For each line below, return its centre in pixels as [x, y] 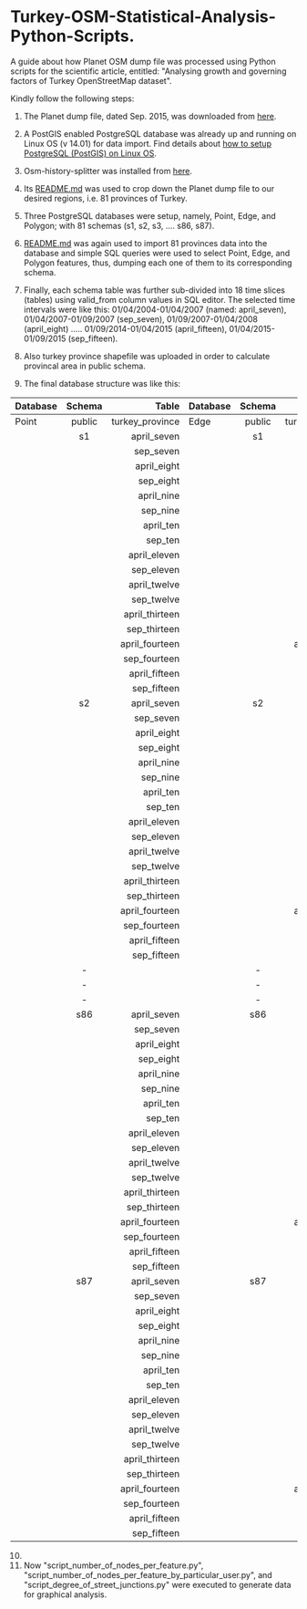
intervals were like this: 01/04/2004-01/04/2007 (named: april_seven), [155, 309]
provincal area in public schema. [85, 366]
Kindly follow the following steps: [72, 99]
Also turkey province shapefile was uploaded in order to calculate [147, 356]
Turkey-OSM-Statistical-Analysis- [143, 17]
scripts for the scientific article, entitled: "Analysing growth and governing [148, 71]
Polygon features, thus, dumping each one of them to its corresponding [158, 263]
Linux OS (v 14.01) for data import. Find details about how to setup [148, 143]
